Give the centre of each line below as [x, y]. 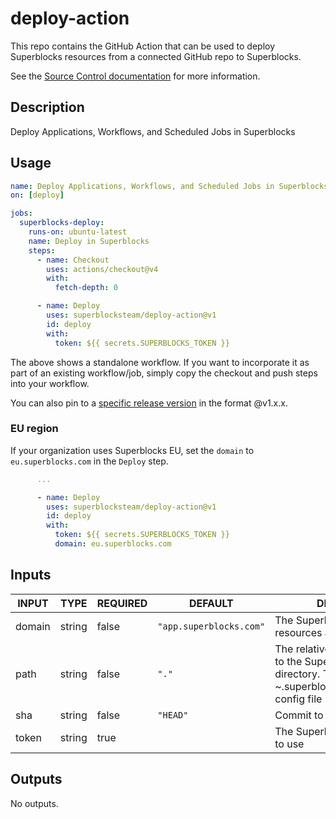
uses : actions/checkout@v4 [102, 269]
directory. [297, 674]
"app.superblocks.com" [211, 626]
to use [289, 744]
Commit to [299, 715]
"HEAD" [173, 715]
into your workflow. [50, 383]
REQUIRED [122, 603]
